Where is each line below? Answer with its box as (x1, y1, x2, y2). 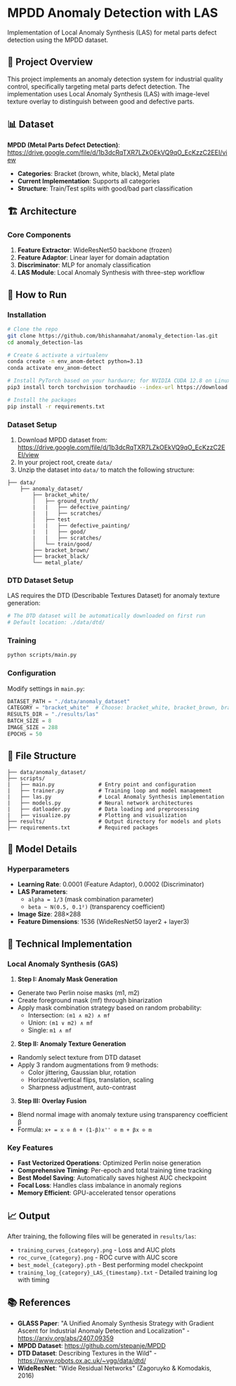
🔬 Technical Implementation (7, 937, 132, 950)
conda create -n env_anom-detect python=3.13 (7, 358, 143, 365)
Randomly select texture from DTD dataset (17, 1053, 141, 1061)
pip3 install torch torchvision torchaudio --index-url (7, 384, 174, 391)
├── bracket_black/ (32, 553, 90, 560)
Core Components (7, 230, 72, 240)
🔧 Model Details (7, 842, 77, 855)
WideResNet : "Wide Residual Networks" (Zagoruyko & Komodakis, (17, 1363, 212, 1372)
